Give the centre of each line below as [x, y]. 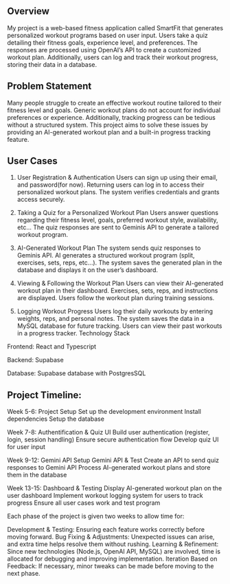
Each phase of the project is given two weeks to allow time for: [96, 517]
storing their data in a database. [52, 64]
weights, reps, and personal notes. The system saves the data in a [111, 319]
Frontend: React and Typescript [52, 346]
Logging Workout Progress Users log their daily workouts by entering [115, 311]
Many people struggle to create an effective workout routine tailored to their [114, 103]
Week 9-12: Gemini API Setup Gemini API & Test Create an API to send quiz [113, 460]
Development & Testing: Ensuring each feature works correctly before [106, 530]
